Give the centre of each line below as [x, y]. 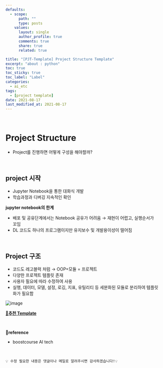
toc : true [16, 68]
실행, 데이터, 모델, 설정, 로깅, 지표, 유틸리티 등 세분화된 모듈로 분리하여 [79, 287]
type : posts [30, 23]
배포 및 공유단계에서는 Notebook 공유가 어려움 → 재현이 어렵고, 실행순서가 [83, 218]
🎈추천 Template [21, 313]
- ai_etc [19, 86]
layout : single [34, 32]
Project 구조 [23, 256]
